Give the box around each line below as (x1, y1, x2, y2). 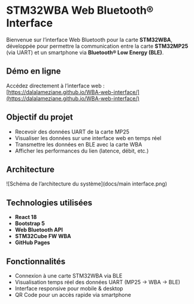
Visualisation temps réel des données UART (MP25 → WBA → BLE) (14, 279, 181, 285)
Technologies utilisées (6, 197, 93, 208)
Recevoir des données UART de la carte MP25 (14, 128, 130, 135)
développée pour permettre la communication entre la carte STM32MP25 (6, 42, 189, 50)
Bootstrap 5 (14, 220, 45, 227)
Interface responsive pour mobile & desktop (14, 285, 123, 292)
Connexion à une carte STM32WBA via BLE (14, 272, 123, 279)
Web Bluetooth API (14, 226, 63, 233)
